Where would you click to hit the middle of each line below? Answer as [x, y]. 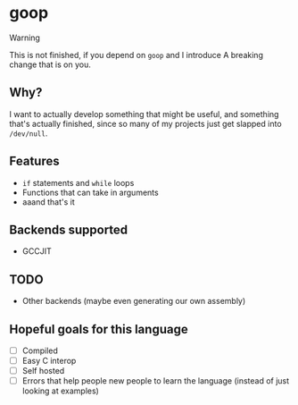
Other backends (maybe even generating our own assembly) [134, 301]
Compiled [40, 350]
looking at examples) [61, 391]
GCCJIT [37, 251]
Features [34, 161]
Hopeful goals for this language [99, 329]
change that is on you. [50, 64]
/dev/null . [29, 133]
